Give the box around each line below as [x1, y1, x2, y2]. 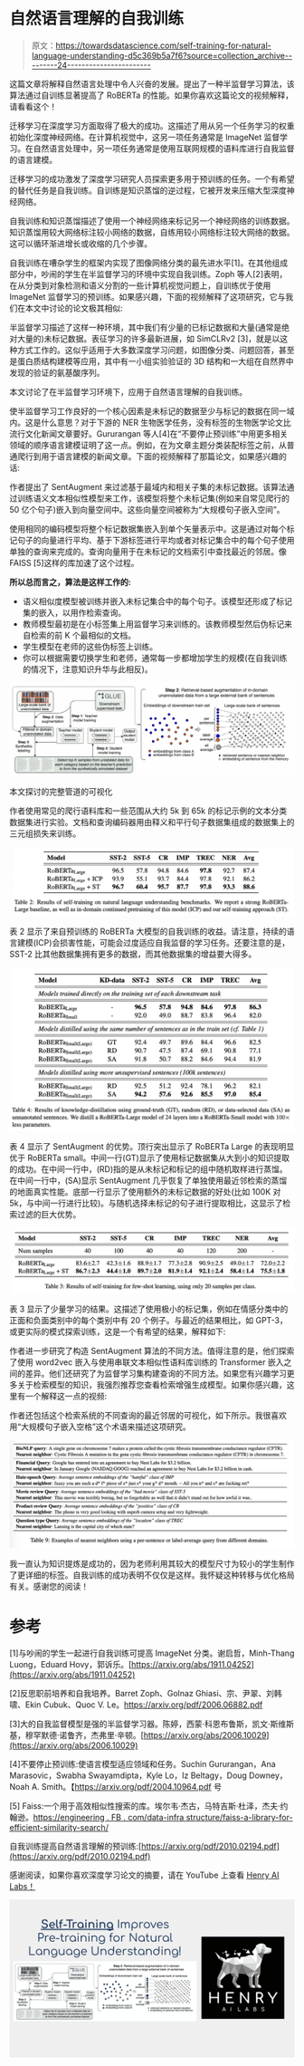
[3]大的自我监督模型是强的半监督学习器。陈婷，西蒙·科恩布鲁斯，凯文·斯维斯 [9, 1718, 294, 1730]
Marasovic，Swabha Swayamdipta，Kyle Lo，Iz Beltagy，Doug [9, 1770, 247, 1781]
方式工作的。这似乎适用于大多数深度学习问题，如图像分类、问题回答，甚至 [16, 344, 295, 355]
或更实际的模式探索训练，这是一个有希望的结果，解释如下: [9, 1326, 226, 1337]
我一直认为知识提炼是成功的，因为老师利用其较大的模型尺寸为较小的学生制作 [9, 1559, 295, 1570]
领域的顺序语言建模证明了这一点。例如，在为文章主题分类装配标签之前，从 [9, 439, 287, 450]
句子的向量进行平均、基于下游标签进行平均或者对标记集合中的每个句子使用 [16, 534, 295, 545]
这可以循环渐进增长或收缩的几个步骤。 [9, 237, 152, 249]
